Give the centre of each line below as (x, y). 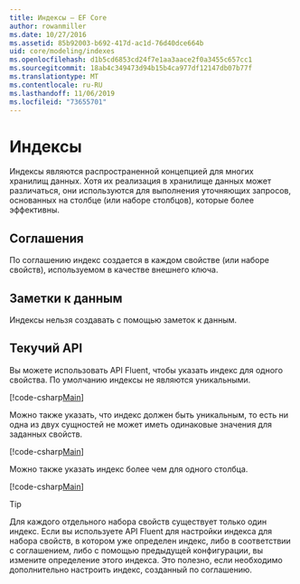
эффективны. (35, 210)
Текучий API (46, 349)
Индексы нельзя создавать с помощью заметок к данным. (123, 320)
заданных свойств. (46, 434)
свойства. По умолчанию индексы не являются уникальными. (130, 380)
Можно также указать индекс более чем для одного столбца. (129, 469)
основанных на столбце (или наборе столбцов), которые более (132, 201)
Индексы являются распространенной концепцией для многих (132, 172)
